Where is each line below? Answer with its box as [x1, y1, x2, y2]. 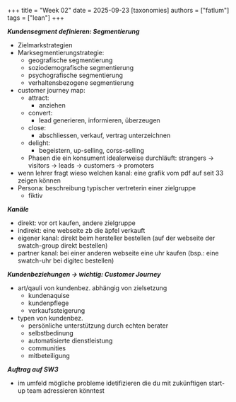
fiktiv [28, 191, 43, 200]
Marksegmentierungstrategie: [17, 49, 105, 57]
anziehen [38, 101, 66, 109]
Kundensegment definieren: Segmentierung [7, 28, 140, 35]
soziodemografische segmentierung [28, 64, 134, 71]
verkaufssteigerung [28, 306, 85, 314]
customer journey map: [17, 86, 86, 94]
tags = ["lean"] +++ [7, 13, 65, 22]
